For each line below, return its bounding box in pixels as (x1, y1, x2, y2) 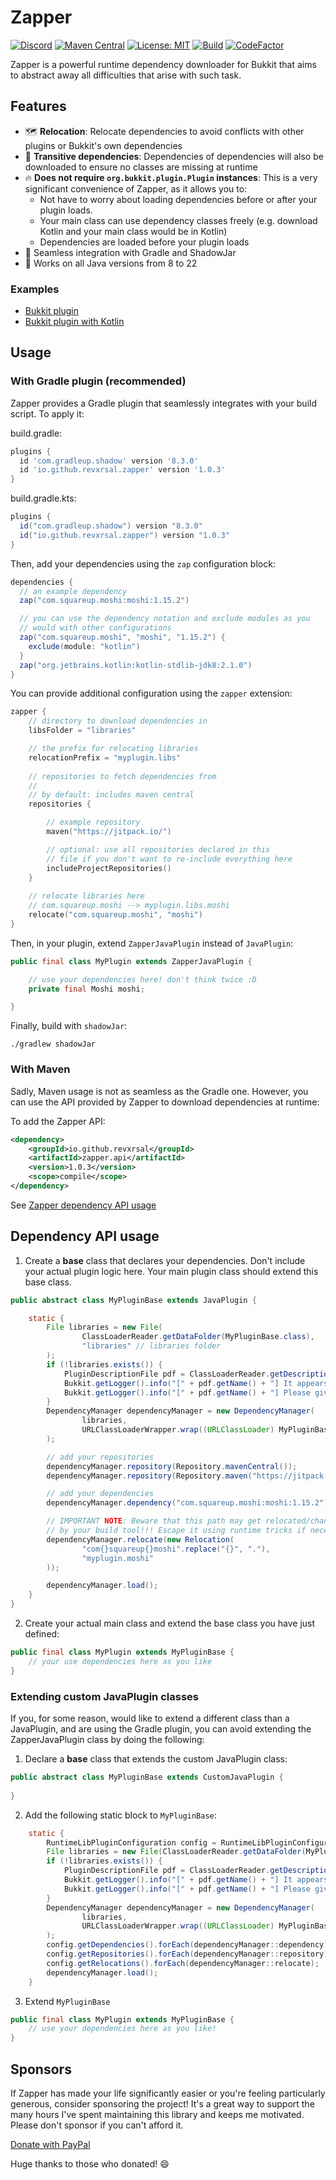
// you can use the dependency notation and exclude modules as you (19, 614, 311, 624)
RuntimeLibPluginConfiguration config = (46, 1837, 217, 1848)
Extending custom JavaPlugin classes (10, 1689, 199, 1703)
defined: (24, 1628, 60, 1640)
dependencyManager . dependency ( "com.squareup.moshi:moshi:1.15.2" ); (46, 1498, 333, 1508)
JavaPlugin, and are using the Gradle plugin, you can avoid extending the (10, 1723, 312, 1735)
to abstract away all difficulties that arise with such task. (10, 69, 242, 81)
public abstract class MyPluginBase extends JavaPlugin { (10, 1295, 257, 1305)
